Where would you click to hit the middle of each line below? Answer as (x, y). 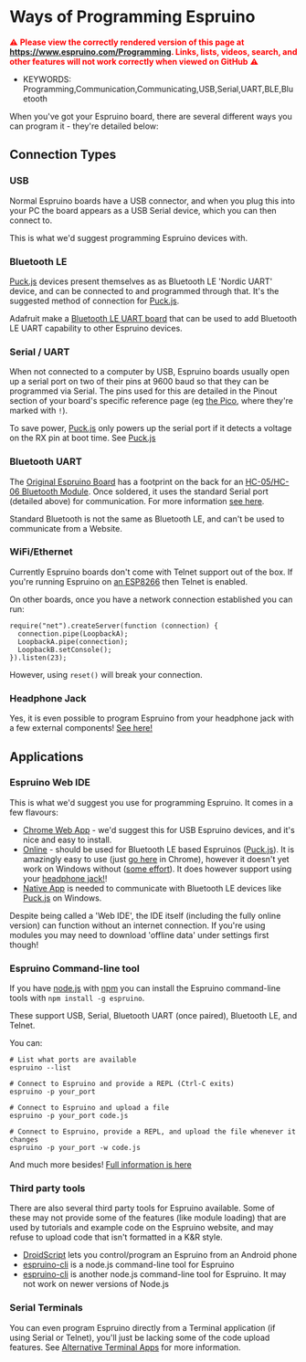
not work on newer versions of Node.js (95, 1284)
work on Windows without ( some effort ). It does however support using (157, 869)
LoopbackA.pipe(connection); (73, 641)
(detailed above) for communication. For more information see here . (137, 501)
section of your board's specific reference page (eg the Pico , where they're (152, 401)
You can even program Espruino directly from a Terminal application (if (142, 1327)
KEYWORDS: (47, 79)
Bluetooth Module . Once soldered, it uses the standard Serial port (145, 491)
